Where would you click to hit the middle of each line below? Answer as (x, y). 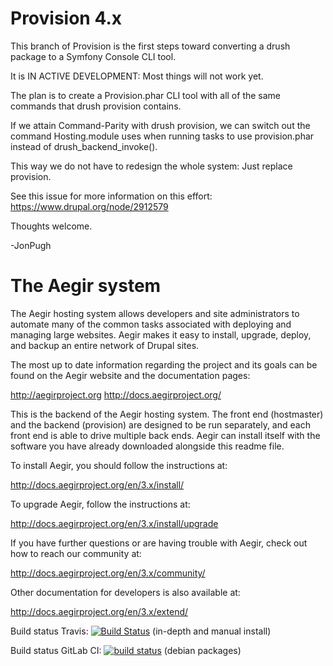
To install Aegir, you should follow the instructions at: (119, 465)
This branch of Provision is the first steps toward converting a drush (150, 46)
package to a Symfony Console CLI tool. (93, 56)
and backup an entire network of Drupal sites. (105, 345)
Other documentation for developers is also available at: (125, 592)
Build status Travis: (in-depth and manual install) (141, 631)
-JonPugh (31, 245)
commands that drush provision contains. (96, 106)
